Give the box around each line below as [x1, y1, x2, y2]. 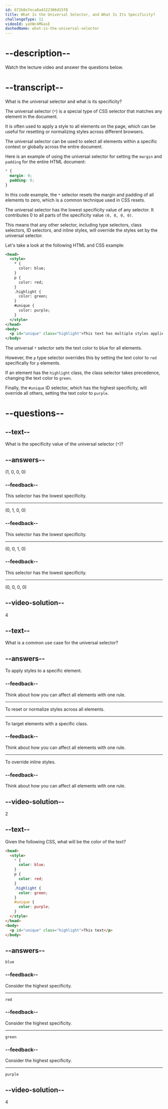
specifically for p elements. [5, 360, 61, 366]
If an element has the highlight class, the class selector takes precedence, [5, 370, 160, 376]
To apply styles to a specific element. [5, 668, 82, 674]
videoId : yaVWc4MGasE [5, 21, 50, 27]
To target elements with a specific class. [5, 720, 88, 726]
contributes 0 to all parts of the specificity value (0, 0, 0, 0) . [5, 212, 133, 218]
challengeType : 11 [5, 17, 43, 22]
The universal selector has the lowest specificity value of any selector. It [5, 206, 154, 212]
